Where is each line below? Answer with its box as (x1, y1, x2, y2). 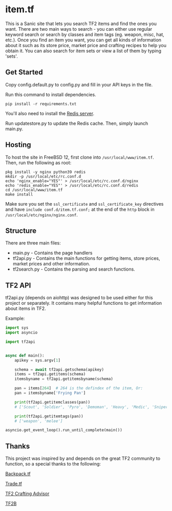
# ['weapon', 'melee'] (14, 418, 63, 424)
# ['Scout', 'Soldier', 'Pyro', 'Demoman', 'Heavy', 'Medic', (14, 404, 150, 410)
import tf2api (5, 339, 36, 344)
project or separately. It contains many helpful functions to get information (5, 300, 162, 306)
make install (5, 192, 33, 197)
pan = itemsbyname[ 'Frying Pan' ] (14, 390, 86, 396)
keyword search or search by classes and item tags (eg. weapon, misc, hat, (5, 31, 165, 37)
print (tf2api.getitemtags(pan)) (14, 413, 83, 419)
